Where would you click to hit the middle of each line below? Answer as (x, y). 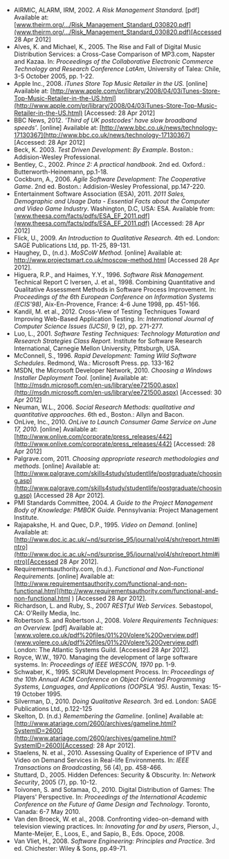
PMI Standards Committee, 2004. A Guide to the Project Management (113, 503)
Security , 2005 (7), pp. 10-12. (55, 782)
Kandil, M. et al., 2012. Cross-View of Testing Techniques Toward (107, 311)
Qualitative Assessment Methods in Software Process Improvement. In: (115, 289)
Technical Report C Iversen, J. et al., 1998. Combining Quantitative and (114, 282)
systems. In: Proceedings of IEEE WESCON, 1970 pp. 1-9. (95, 664)
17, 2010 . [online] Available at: (56, 429)
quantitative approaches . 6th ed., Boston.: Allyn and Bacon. (99, 414)
